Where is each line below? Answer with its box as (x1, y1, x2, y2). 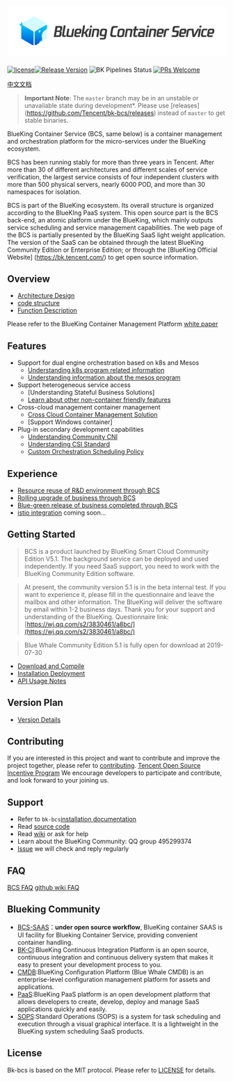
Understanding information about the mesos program (27, 373, 181, 382)
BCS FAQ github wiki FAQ (7, 884, 80, 892)
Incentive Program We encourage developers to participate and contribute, (7, 769, 223, 777)
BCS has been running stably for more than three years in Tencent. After (7, 158, 214, 166)
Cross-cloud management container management (17, 403, 161, 411)
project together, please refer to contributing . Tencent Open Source (7, 762, 201, 770)
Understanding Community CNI (27, 432, 118, 441)
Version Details (17, 715, 61, 724)
